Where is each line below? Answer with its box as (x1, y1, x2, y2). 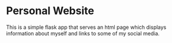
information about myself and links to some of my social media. (6, 29, 160, 37)
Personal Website (6, 4, 94, 18)
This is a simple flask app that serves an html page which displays (6, 24, 167, 31)
